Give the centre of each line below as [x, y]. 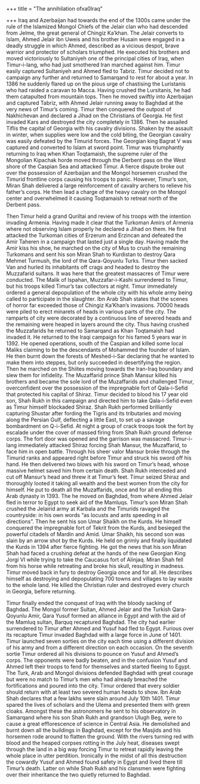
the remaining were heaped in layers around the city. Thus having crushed [98, 324]
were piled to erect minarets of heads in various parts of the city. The [91, 312]
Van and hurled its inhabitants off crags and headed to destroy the [88, 267]
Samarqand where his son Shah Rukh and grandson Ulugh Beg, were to [94, 717]
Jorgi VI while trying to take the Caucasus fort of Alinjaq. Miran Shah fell [95, 560]
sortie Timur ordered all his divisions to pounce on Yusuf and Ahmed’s [93, 654]
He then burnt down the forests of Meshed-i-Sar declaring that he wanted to [100, 356]
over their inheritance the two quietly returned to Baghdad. [79, 775]
